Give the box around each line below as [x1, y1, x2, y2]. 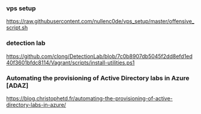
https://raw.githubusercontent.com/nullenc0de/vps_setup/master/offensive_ [6, 18, 195, 25]
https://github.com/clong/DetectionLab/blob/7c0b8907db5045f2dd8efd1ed [6, 53, 193, 60]
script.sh [6, 24, 28, 31]
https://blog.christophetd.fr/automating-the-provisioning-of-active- [6, 94, 173, 102]
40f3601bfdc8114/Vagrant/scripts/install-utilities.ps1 [6, 58, 135, 66]
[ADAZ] [6, 81, 29, 90]
